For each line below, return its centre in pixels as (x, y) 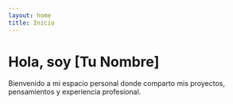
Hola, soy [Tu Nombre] (84, 62)
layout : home (30, 15)
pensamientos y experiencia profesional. (75, 92)
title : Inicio (32, 23)
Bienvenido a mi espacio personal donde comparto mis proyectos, (116, 84)
